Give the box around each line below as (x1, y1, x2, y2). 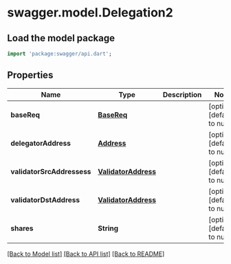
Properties (7, 69, 54, 81)
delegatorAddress (10, 138, 71, 148)
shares (10, 223, 34, 233)
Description (162, 89, 202, 99)
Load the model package (7, 32, 115, 44)
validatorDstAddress (10, 195, 80, 204)
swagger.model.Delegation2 (7, 5, 173, 21)
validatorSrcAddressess (10, 166, 91, 176)
